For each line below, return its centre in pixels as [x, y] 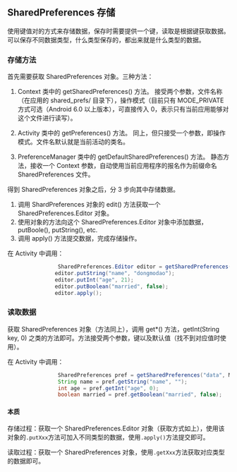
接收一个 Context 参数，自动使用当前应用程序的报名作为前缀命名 [123, 166]
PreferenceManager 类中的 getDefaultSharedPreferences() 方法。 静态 [120, 157]
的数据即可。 [26, 461]
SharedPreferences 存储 [61, 13]
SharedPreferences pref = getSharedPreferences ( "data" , [141, 375]
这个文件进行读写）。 [47, 118]
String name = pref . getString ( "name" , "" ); [123, 382]
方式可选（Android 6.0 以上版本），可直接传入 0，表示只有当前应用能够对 [123, 109]
